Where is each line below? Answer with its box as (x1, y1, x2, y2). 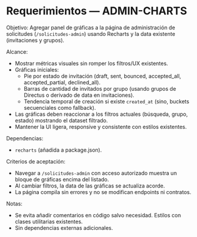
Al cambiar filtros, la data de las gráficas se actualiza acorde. (14, 182, 165, 189)
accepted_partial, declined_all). (23, 79, 101, 86)
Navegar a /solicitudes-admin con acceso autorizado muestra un (14, 169, 177, 177)
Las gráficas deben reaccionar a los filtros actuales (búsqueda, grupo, (14, 110, 188, 118)
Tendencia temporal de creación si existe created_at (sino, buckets (23, 97, 190, 105)
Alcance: (6, 48, 28, 55)
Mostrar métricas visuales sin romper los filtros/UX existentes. (14, 60, 168, 67)
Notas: (6, 200, 23, 207)
